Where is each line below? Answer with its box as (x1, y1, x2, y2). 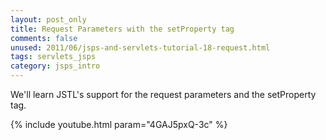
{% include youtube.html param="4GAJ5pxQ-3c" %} (10, 119, 228, 130)
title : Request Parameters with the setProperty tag (10, 24, 235, 34)
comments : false (10, 33, 78, 43)
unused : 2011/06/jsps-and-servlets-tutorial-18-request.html (10, 42, 271, 53)
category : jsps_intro (10, 61, 101, 71)
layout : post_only (10, 14, 87, 25)
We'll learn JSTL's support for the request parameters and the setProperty (10, 89, 317, 100)
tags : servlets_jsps (10, 52, 97, 62)
